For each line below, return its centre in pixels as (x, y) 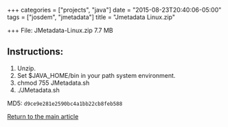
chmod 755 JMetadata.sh (53, 83)
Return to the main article (43, 116)
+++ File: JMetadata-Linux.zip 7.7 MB (60, 30)
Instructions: (35, 52)
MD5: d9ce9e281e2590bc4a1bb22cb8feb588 (65, 103)
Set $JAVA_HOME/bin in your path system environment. (96, 75)
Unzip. (26, 68)
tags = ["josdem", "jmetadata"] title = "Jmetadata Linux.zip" (91, 17)
